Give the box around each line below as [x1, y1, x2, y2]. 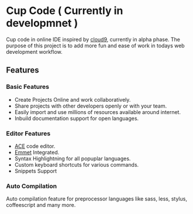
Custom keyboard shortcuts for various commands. [14, 161, 139, 168]
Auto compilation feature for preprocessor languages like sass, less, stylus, [6, 195, 187, 202]
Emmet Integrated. [14, 149, 60, 156]
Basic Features [6, 83, 50, 91]
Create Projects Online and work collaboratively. [14, 96, 131, 103]
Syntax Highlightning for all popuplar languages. [14, 155, 131, 162]
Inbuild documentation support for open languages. [14, 115, 139, 122]
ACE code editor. [14, 142, 56, 150]
